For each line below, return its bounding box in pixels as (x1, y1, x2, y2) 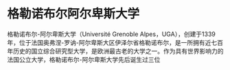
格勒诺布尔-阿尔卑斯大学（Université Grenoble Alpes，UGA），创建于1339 (7, 30, 216, 38)
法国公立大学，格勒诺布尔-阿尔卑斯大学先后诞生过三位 (7, 55, 161, 63)
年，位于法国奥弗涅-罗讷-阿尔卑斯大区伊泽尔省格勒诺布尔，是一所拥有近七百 (7, 38, 223, 46)
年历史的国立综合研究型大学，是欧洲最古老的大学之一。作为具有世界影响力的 (7, 47, 224, 55)
